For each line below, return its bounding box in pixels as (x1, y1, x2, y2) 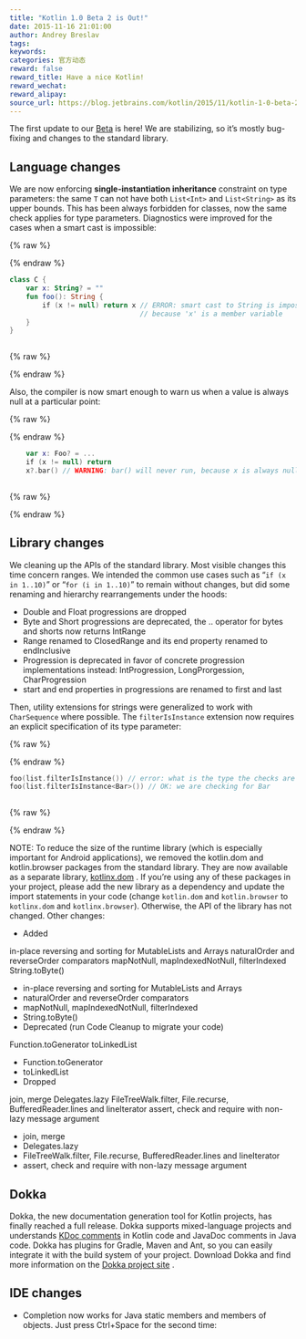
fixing (9, 133, 31, 144)
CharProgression (22, 674, 87, 685)
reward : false (9, 65, 64, 74)
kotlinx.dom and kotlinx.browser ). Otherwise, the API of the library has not (9, 900, 292, 912)
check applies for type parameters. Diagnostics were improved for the (9, 213, 273, 223)
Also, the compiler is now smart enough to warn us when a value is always (9, 387, 290, 398)
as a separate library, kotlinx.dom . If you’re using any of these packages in (9, 872, 291, 883)
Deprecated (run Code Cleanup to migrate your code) (22, 1022, 225, 1033)
